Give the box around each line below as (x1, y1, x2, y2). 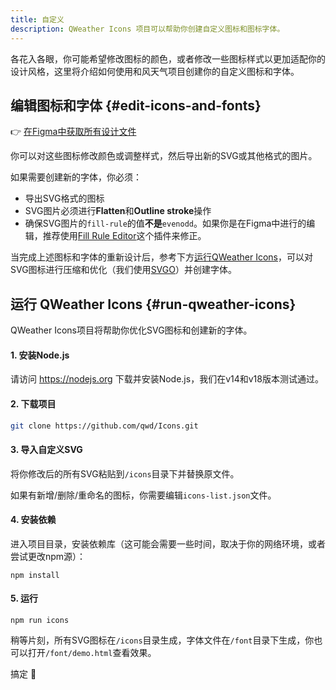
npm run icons (10, 616, 70, 626)
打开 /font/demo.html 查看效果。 (27, 647, 157, 659)
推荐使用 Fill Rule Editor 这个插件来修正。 (42, 230, 207, 242)
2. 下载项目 (10, 397, 57, 410)
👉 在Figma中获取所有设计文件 (10, 126, 137, 138)
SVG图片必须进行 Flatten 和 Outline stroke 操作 (24, 205, 212, 217)
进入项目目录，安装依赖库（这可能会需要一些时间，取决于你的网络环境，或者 (10, 537, 326, 550)
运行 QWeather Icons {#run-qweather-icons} (10, 296, 297, 313)
